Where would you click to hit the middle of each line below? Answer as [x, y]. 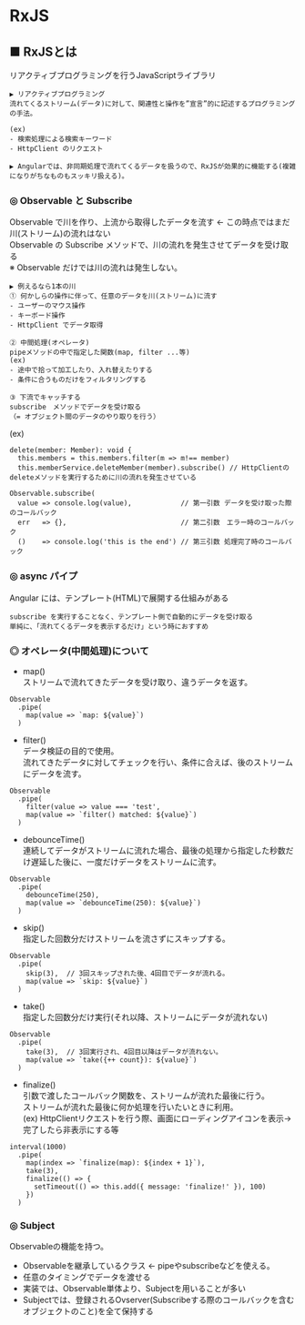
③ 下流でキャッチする [45, 398]
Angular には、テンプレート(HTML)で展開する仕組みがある [119, 598]
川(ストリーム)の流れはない [60, 234]
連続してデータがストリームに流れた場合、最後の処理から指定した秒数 [154, 850]
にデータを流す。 [54, 774]
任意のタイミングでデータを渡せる [86, 1277]
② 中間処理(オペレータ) [50, 343]
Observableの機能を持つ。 [59, 1247]
